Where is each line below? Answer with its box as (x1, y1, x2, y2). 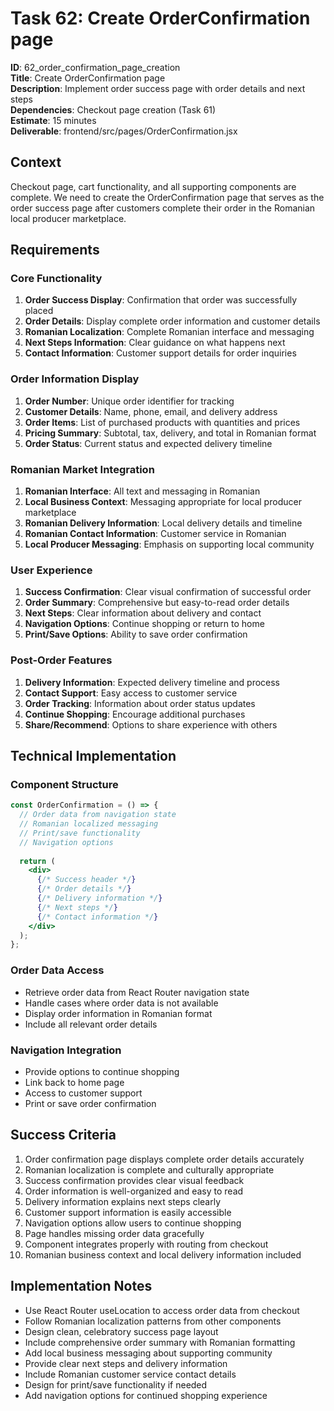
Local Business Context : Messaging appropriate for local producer (24, 496, 302, 508)
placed (24, 305, 54, 317)
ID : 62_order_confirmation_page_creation (10, 61, 181, 73)
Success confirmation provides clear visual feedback (24, 1174, 245, 1186)
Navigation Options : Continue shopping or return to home (24, 618, 265, 630)
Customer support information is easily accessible (24, 1206, 232, 1218)
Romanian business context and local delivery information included (24, 1248, 302, 1261)
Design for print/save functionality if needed (24, 1378, 208, 1391)
